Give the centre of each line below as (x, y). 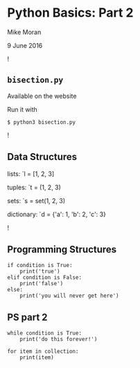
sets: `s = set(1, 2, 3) (36, 200)
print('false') (42, 284)
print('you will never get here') (69, 296)
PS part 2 (27, 317)
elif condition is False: (44, 278)
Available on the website (42, 96)
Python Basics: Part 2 (70, 13)
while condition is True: (44, 333)
